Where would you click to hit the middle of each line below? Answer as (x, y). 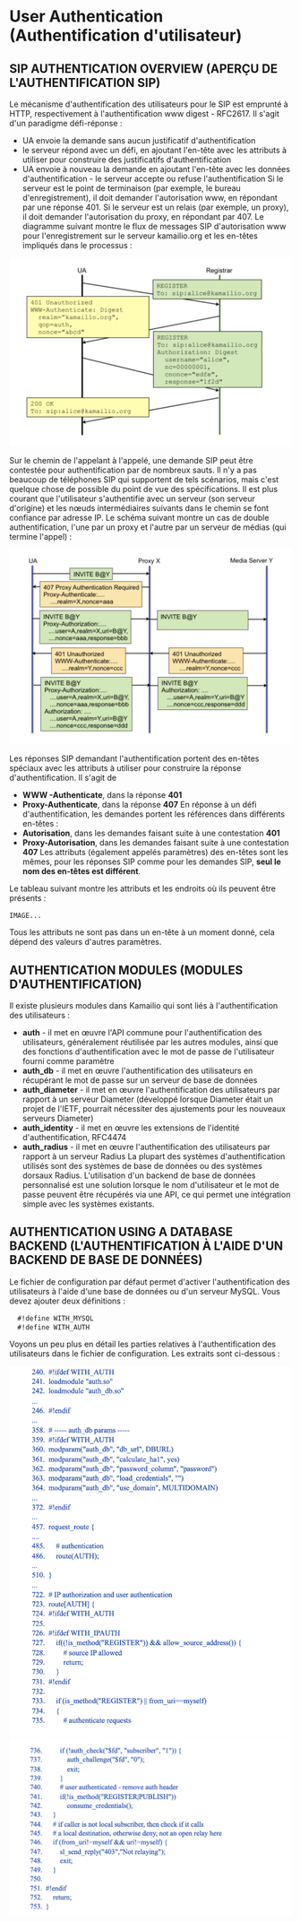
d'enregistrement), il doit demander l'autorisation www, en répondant (150, 198)
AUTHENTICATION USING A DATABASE (121, 1232)
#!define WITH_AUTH (54, 1327)
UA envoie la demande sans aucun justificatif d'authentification (139, 140)
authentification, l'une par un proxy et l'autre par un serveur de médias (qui (148, 527)
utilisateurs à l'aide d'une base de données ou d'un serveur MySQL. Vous (145, 1291)
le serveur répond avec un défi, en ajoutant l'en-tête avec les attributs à (154, 150)
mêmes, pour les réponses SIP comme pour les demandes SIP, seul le (152, 861)
